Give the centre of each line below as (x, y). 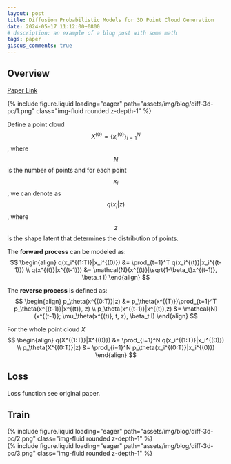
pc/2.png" (22, 438)
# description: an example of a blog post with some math (92, 33)
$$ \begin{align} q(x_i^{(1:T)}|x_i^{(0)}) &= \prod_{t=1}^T (90, 262)
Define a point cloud (36, 124)
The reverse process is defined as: (57, 290)
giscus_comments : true (40, 46)
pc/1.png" (21, 110)
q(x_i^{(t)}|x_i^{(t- (197, 262)
